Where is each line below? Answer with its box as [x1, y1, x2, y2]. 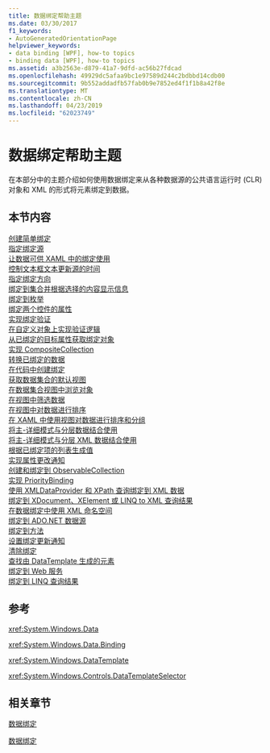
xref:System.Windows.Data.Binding [8, 639, 127, 649]
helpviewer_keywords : [8, 42, 81, 50]
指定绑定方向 [8, 273, 51, 283]
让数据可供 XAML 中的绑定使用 [8, 253, 110, 263]
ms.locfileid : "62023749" [8, 110, 95, 118]
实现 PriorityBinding [8, 475, 74, 485]
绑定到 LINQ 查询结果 [8, 576, 79, 585]
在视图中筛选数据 [8, 394, 65, 404]
